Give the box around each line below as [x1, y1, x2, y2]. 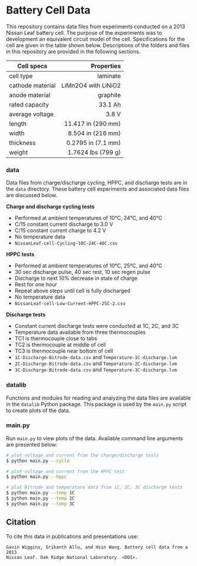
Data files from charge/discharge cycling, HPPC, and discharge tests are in [6, 179, 188, 186]
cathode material [9, 81, 56, 89]
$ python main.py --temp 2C [6, 495, 75, 501]
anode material [9, 91, 51, 99]
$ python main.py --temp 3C [6, 501, 75, 507]
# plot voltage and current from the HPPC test [6, 468, 125, 474]
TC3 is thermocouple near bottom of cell [14, 347, 113, 354]
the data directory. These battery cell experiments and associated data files [6, 186, 189, 193]
